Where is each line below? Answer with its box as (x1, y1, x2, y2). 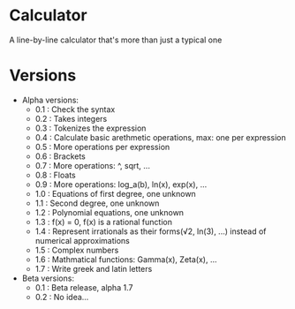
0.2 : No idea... (34, 291, 89, 302)
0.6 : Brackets (34, 151, 86, 162)
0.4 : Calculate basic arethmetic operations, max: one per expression (34, 132, 286, 142)
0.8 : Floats (34, 170, 77, 180)
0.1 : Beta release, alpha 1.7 (34, 282, 133, 292)
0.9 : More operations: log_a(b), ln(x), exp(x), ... (34, 178, 208, 190)
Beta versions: (21, 273, 75, 283)
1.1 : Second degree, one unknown (34, 198, 160, 208)
